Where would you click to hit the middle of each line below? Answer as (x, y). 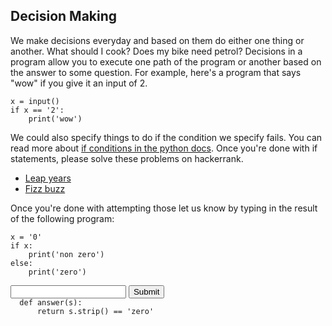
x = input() (35, 101)
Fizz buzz (45, 188)
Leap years (48, 178)
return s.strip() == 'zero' (95, 311)
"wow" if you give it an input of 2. (79, 83)
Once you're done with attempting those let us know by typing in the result (164, 208)
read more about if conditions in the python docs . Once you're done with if (164, 148)
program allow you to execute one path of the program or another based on (166, 61)
